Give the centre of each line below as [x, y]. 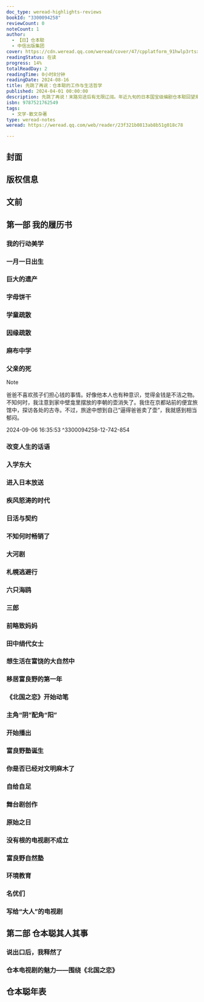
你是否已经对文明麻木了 [40, 769]
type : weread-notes [31, 119]
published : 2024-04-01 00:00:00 [47, 91]
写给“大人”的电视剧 [35, 912]
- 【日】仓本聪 [28, 40]
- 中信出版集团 [28, 46]
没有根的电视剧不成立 [37, 840]
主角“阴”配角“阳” [32, 715]
